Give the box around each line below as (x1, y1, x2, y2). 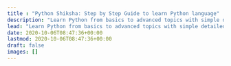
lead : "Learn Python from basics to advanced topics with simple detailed (7, 23, 226, 30)
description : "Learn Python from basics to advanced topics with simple (7, 16, 220, 23)
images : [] (7, 49, 38, 56)
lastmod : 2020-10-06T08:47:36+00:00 (7, 36, 112, 43)
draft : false (7, 42, 45, 49)
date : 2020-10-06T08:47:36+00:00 (7, 29, 103, 36)
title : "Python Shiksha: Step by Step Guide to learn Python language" (7, 10, 220, 17)
